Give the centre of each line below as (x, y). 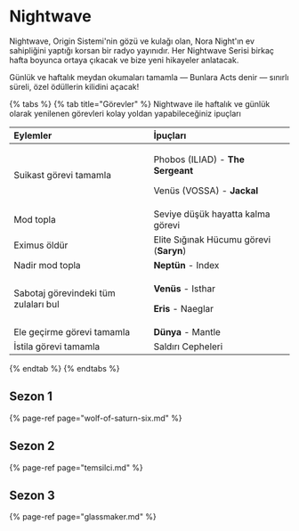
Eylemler (33, 135)
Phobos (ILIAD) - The (199, 159)
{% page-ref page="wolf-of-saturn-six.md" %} (96, 418)
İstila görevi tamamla (57, 347)
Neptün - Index (186, 265)
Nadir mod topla (48, 265)
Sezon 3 (32, 495)
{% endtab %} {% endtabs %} (65, 368)
